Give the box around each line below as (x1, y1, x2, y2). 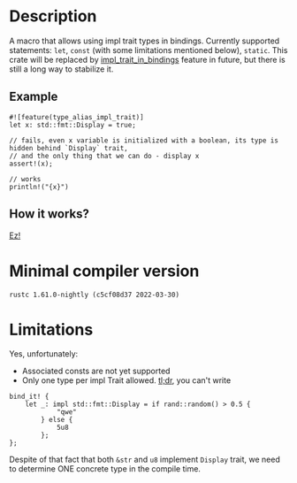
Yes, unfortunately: (9, 349, 79, 359)
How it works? (9, 206, 90, 222)
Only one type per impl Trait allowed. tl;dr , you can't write (21, 375, 232, 386)
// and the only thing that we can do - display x (9, 151, 200, 160)
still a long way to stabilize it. (9, 64, 114, 74)
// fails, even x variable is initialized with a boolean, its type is (9, 135, 278, 145)
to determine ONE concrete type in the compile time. (9, 464, 202, 474)
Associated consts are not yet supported (21, 365, 171, 377)
